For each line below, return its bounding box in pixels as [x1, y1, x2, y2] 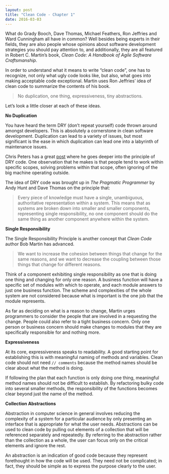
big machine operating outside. [5, 170, 70, 176]
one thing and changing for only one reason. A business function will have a [5, 277, 162, 283]
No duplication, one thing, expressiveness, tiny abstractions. [17, 93, 143, 99]
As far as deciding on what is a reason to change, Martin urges [5, 308, 136, 314]
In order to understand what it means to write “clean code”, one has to [5, 67, 150, 73]
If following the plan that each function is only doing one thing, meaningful [5, 375, 159, 381]
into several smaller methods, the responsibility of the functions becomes [5, 386, 157, 392]
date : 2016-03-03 [5, 17, 42, 22]
